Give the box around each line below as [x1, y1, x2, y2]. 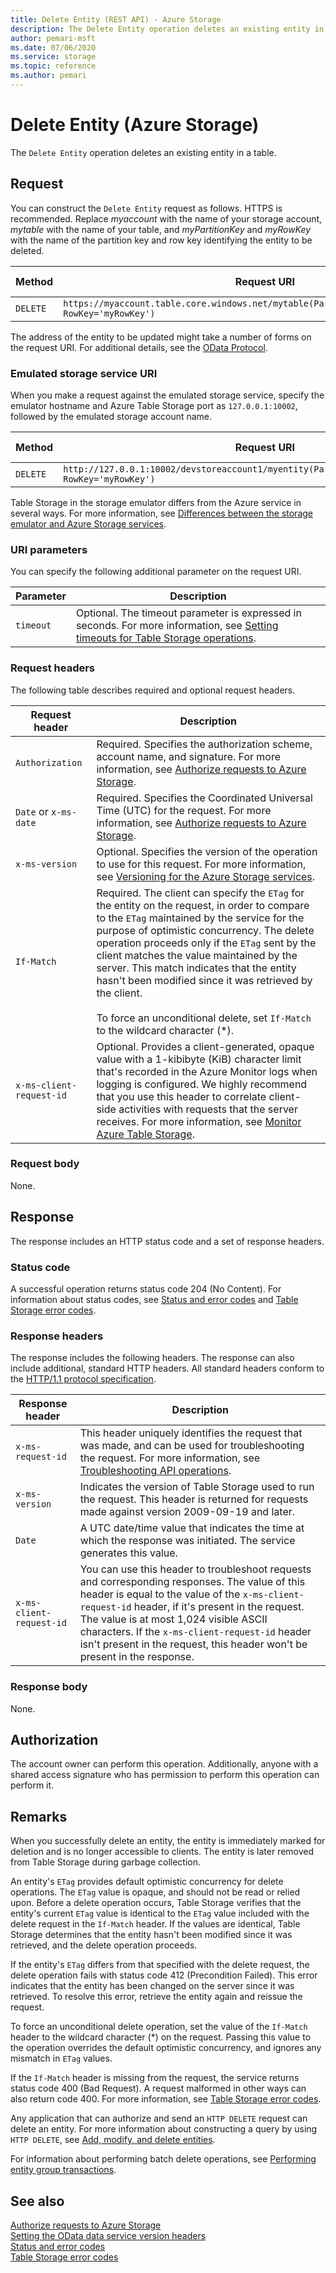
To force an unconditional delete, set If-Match [96, 1011, 312, 1025]
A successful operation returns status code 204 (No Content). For [10, 1282, 282, 1295]
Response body [10, 1680, 88, 1694]
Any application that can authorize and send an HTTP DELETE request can [10, 2112, 308, 2125]
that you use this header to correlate [96, 1089, 267, 1103]
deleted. [10, 244, 45, 256]
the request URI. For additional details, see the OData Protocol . [10, 341, 268, 353]
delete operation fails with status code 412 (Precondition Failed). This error [10, 1969, 318, 1981]
